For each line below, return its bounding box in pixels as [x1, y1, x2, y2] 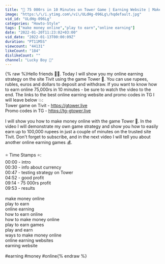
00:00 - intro [5, 159, 31, 165]
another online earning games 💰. [5, 140, 73, 146]
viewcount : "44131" [5, 44, 45, 49]
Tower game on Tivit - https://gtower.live [5, 103, 87, 109]
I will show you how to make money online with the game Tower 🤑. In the [5, 118, 152, 124]
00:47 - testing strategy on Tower [5, 170, 74, 176]
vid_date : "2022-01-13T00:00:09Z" [5, 35, 76, 40]
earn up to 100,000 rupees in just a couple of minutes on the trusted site [5, 129, 151, 135]
